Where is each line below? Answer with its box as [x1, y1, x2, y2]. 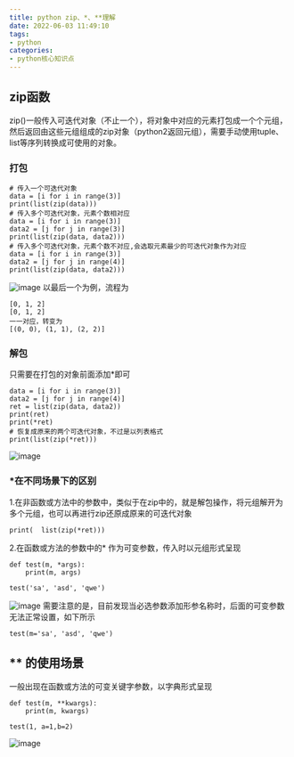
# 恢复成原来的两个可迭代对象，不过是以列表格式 [9, 427, 163, 436]
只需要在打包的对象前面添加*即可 [9, 369, 131, 379]
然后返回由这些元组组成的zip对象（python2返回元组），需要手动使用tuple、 [9, 126, 284, 136]
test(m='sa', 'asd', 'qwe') [9, 629, 114, 638]
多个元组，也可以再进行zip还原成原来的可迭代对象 [9, 508, 192, 518]
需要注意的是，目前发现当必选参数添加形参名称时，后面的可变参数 [43, 600, 285, 611]
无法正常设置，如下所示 [9, 611, 95, 622]
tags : [9, 29, 29, 38]
